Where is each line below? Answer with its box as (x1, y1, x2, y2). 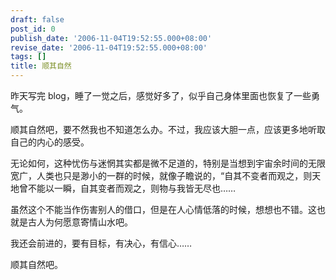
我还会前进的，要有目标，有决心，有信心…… (10, 237, 193, 249)
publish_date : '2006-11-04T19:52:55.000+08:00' (10, 33, 213, 43)
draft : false (10, 14, 65, 25)
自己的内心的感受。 (10, 136, 90, 148)
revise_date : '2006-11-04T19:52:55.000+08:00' (10, 42, 208, 53)
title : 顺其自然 (10, 61, 72, 71)
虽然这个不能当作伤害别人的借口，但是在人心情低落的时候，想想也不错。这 (10, 204, 317, 215)
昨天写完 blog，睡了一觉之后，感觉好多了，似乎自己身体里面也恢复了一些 (10, 90, 312, 101)
